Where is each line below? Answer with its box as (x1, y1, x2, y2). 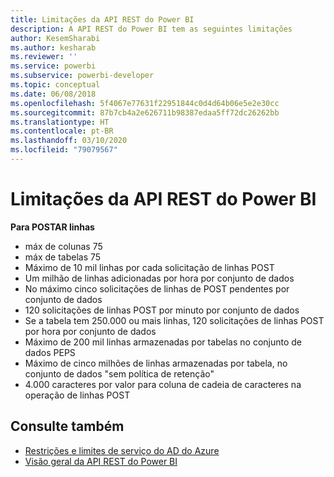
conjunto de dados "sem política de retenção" (24, 367, 215, 380)
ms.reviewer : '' (10, 52, 78, 62)
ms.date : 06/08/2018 (10, 89, 97, 99)
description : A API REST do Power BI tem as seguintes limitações (10, 24, 293, 34)
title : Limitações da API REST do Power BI (10, 14, 195, 25)
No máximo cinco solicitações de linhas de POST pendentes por (24, 282, 290, 295)
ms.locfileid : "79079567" (10, 145, 118, 155)
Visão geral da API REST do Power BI (24, 455, 178, 467)
